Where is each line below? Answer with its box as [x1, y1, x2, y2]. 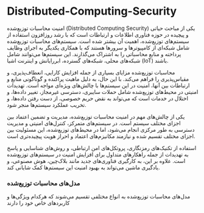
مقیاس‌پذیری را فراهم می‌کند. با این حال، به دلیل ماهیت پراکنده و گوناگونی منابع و [7, 75, 189, 82]
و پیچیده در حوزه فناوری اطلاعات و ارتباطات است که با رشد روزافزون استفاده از [7, 31, 189, 38]
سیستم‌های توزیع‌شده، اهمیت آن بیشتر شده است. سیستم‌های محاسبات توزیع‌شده [7, 37, 189, 45]
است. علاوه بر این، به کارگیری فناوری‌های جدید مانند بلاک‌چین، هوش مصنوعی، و [7, 157, 186, 164]
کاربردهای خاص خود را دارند [7, 200, 70, 207]
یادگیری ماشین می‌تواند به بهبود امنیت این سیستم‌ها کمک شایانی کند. [7, 164, 160, 171]
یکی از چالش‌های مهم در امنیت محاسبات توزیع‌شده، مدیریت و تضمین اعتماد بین [7, 113, 185, 120]
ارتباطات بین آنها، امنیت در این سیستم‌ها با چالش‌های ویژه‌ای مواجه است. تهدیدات [7, 81, 190, 89]
